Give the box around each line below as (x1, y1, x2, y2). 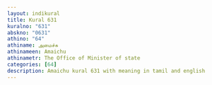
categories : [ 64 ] (7, 61, 57, 68)
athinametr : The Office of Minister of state (7, 55, 140, 62)
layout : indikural (7, 10, 60, 17)
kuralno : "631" (7, 23, 51, 29)
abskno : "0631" (7, 29, 51, 36)
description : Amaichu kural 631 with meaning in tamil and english (7, 67, 206, 74)
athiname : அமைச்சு (7, 42, 59, 49)
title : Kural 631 (7, 16, 57, 23)
